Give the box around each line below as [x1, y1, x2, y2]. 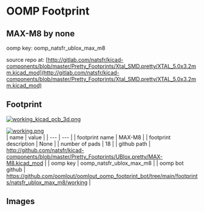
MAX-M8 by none [6, 28, 75, 39]
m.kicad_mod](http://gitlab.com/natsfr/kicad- [6, 69, 120, 76]
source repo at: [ [6, 56, 48, 63]
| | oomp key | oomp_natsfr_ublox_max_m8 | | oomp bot [44, 159, 184, 167]
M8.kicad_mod [6, 159, 44, 167]
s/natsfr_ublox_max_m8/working [6, 179, 88, 186]
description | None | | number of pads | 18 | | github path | [6, 140, 151, 147]
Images [6, 196, 35, 207]
